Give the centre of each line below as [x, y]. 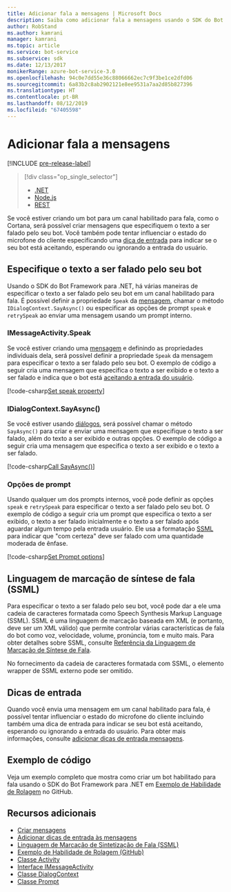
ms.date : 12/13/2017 [37, 65]
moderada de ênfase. [38, 544]
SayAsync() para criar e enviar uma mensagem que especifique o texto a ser [115, 431]
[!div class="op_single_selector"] [71, 176]
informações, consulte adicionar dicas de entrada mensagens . [96, 739]
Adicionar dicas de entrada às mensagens [77, 837]
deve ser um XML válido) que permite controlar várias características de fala [116, 628]
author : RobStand [32, 26]
